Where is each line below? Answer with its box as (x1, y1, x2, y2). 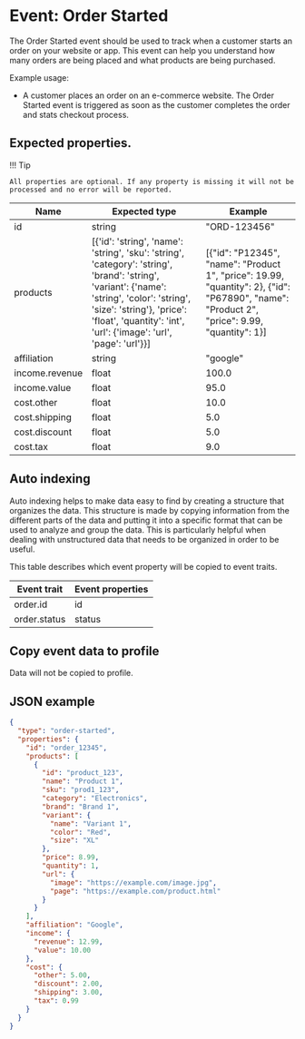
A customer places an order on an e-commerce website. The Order (22, 90, 275, 101)
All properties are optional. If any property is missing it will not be (9, 177, 295, 186)
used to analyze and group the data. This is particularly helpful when (9, 524, 266, 535)
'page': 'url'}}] (91, 337, 152, 349)
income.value (14, 381, 72, 394)
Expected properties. (9, 135, 132, 151)
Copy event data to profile (9, 643, 160, 659)
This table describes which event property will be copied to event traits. (9, 561, 278, 572)
